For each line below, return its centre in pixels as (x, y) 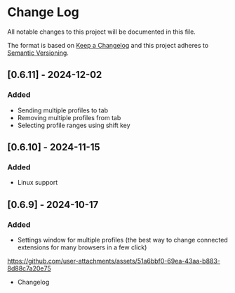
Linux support (38, 183)
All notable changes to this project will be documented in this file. (102, 32)
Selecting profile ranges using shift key (74, 125)
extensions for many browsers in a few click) (82, 247)
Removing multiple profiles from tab (69, 117)
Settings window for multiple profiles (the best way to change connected (122, 240)
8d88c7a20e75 (29, 268)
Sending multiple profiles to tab (63, 110)
